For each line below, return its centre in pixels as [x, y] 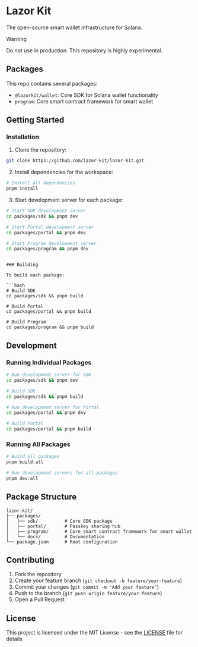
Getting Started [35, 120]
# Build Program [26, 322]
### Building [22, 265]
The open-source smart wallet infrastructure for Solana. [74, 27]
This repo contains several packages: [52, 83]
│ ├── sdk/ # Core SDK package [59, 521]
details [14, 639]
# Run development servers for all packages [62, 473]
